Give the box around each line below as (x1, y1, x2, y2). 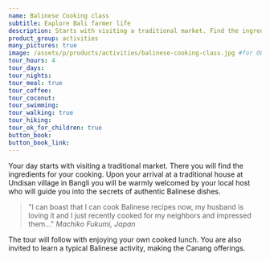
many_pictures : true (8, 42, 78, 50)
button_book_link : (8, 138, 70, 147)
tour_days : (8, 64, 45, 72)
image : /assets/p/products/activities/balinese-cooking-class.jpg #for (8, 49, 253, 57)
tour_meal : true (8, 79, 63, 87)
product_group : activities (8, 34, 99, 43)
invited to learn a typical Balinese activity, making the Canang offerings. (8, 243, 246, 253)
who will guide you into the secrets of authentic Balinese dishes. (8, 186, 221, 196)
